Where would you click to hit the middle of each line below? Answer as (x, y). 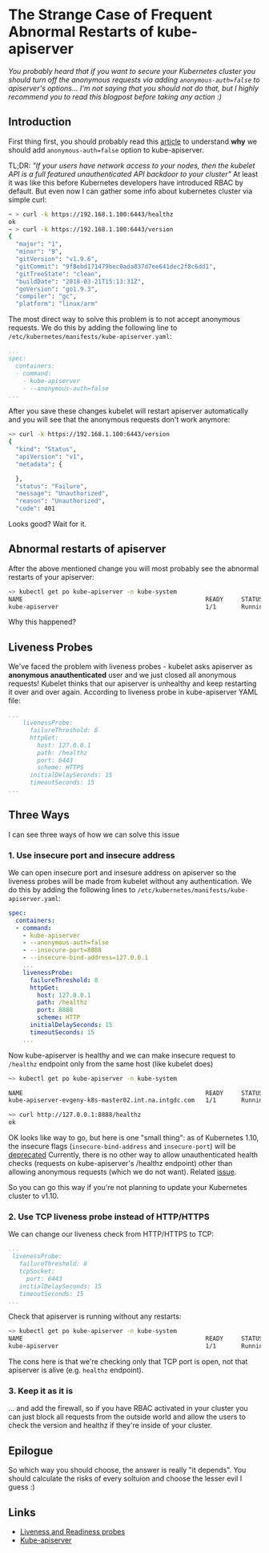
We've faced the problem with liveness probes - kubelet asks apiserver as (130, 666)
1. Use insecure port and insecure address (92, 855)
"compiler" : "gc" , (46, 296)
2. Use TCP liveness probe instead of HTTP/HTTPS (109, 1217)
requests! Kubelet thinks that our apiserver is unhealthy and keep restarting (132, 683)
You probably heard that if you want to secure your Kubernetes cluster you (132, 71)
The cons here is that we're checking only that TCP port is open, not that (128, 1362)
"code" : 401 (36, 509)
